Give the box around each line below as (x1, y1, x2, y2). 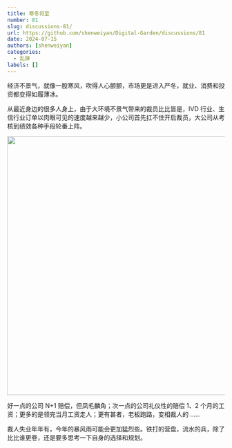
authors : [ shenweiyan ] (7, 42, 72, 49)
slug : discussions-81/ (7, 23, 72, 30)
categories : (7, 49, 41, 56)
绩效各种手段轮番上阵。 (19, 121, 86, 130)
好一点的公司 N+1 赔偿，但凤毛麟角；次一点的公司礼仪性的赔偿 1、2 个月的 (7, 401, 219, 409)
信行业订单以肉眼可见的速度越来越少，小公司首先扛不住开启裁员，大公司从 (7, 113, 219, 121)
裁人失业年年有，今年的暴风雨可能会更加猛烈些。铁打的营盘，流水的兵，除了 (7, 425, 225, 433)
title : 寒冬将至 (7, 10, 50, 17)
